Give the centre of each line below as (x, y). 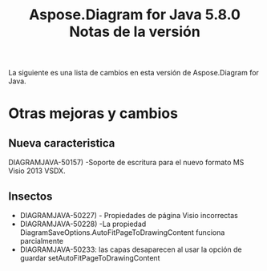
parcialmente (42, 241)
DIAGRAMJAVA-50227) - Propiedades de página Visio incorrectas (129, 215)
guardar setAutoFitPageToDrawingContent (90, 258)
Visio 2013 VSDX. (37, 171)
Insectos (30, 196)
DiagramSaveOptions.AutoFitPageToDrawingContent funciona (122, 233)
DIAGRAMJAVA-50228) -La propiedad (83, 224)
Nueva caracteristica (62, 143)
